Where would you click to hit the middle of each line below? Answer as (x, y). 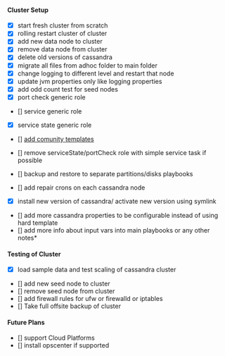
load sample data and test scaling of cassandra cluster (97, 270)
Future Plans (26, 322)
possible (30, 160)
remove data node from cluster (62, 49)
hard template (38, 223)
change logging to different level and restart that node (96, 73)
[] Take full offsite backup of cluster (69, 306)
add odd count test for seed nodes (67, 89)
